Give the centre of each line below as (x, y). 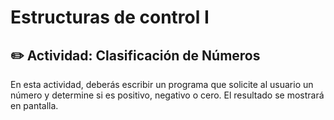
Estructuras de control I (110, 17)
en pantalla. (34, 105)
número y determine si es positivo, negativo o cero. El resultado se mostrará (167, 95)
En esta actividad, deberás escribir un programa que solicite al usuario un (162, 84)
